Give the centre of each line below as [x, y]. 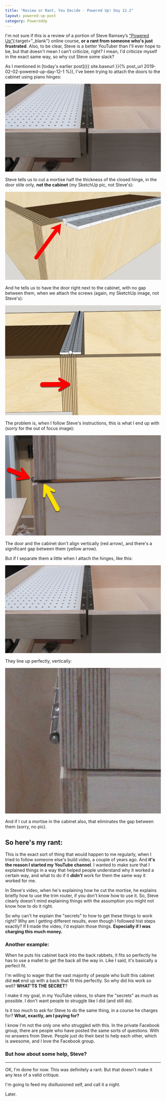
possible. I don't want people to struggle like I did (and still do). [69, 1001]
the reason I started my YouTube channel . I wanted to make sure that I [78, 865]
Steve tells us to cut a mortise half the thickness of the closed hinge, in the [81, 180]
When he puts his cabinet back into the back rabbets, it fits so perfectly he [81, 955]
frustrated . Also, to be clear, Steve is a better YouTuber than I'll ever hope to [83, 46]
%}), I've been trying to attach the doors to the [113, 71]
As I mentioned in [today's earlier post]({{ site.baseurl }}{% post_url [74, 67]
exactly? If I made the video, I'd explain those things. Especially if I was [78, 926]
